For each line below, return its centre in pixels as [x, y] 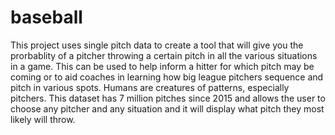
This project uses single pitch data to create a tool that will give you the [157, 45]
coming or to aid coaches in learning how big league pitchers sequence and [167, 77]
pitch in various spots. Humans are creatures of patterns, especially [150, 87]
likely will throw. [43, 119]
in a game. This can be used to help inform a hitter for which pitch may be [162, 66]
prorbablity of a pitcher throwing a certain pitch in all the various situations [164, 55]
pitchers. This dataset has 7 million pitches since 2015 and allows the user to [168, 98]
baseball [46, 17]
